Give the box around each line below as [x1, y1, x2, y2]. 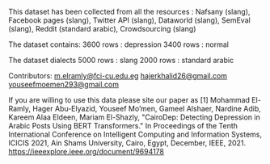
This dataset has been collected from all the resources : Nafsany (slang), [8, 7, 251, 16]
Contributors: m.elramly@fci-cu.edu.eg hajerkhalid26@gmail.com [8, 71, 228, 80]
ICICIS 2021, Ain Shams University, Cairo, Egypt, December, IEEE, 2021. [8, 138, 247, 148]
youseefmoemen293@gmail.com [8, 80, 120, 89]
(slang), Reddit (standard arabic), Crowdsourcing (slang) [8, 24, 196, 33]
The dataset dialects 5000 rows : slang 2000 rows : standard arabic [8, 56, 234, 65]
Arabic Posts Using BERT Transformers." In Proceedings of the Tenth [8, 121, 238, 130]
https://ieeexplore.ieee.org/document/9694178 [8, 147, 164, 156]
